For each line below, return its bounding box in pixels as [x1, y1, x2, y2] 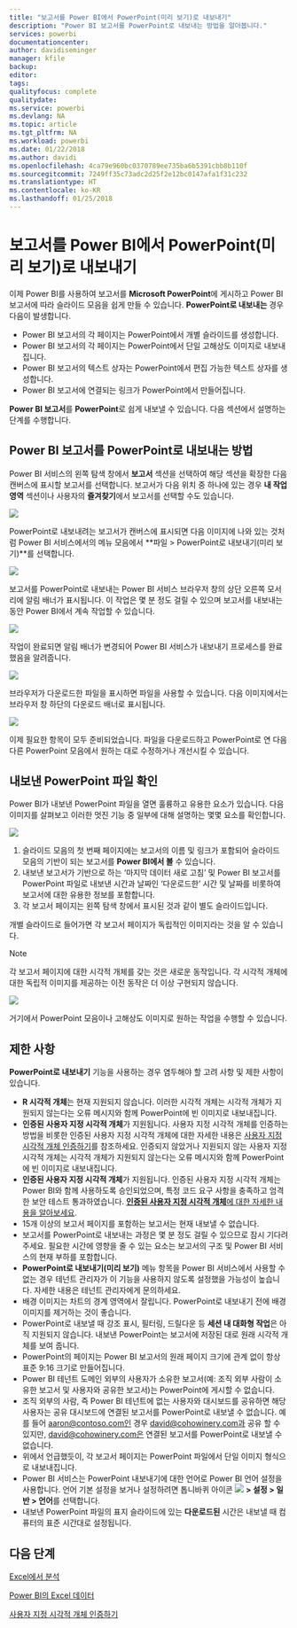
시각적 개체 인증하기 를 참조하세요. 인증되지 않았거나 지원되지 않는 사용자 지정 [21, 1141, 288, 1152]
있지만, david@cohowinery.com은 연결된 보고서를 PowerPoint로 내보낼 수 [21, 1429, 283, 1440]
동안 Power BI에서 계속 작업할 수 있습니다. [9, 605, 155, 616]
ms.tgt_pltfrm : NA [9, 129, 77, 137]
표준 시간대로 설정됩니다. [45, 1517, 131, 1529]
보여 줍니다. [38, 1340, 80, 1351]
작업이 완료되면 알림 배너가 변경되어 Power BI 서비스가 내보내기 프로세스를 [9, 641, 267, 651]
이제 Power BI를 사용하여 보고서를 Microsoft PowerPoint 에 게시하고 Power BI [9, 288, 284, 299]
